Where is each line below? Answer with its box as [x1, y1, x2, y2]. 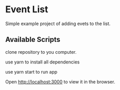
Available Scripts [5, 35, 60, 44]
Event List [5, 4, 49, 15]
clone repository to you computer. [5, 49, 77, 55]
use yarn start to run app [5, 69, 58, 75]
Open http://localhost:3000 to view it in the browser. [5, 78, 115, 85]
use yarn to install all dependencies [5, 59, 80, 65]
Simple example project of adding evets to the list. [5, 20, 111, 27]
